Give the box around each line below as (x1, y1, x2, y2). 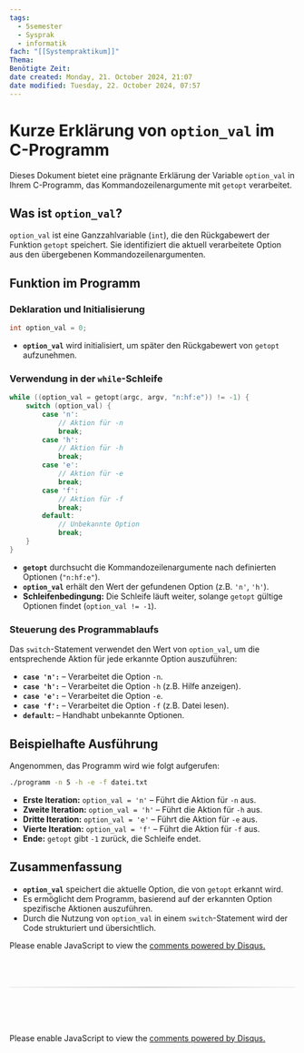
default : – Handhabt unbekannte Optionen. (22, 710, 185, 721)
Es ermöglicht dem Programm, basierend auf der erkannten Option (22, 893, 272, 904)
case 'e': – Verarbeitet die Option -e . (22, 691, 163, 702)
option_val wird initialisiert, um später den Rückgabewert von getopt (22, 339, 279, 350)
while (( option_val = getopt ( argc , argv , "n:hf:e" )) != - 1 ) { (9, 393, 250, 402)
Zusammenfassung (9, 859, 123, 875)
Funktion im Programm (9, 275, 141, 291)
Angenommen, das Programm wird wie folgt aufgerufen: (9, 760, 221, 771)
